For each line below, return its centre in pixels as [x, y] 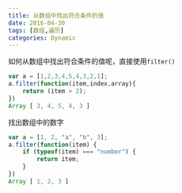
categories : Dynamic [42, 38]
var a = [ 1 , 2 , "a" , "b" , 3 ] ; [58, 137]
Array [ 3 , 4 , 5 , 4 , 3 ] [49, 106]
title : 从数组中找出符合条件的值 [56, 15]
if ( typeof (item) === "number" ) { [79, 152]
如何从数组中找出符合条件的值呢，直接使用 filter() [92, 61]
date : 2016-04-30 [37, 23]
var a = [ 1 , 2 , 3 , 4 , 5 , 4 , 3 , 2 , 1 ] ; [58, 76]
